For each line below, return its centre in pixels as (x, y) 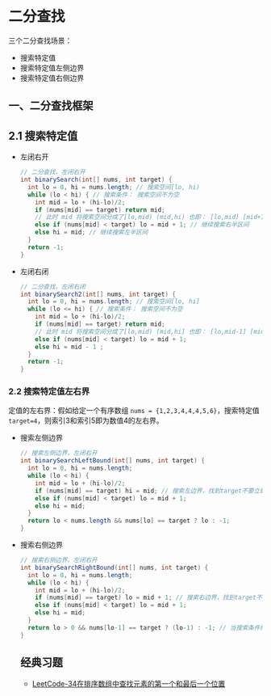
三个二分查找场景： (40, 40)
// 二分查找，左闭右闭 (53, 287)
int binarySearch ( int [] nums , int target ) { (96, 180)
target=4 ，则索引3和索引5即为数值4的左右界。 (86, 420)
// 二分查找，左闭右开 (53, 172)
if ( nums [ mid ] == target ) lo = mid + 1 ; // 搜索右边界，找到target (146, 598)
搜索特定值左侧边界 (52, 67)
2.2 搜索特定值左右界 (49, 391)
